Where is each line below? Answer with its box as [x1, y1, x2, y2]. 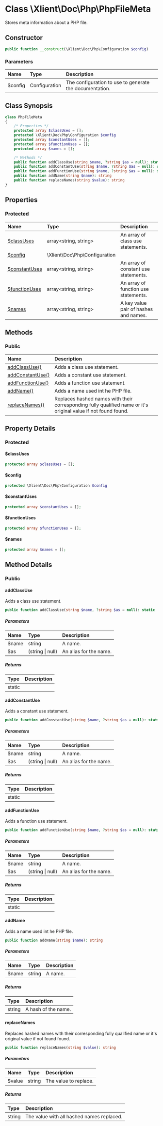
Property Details [5, 424, 56, 433]
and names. [120, 312, 147, 318]
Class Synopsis [5, 101, 53, 110]
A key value [120, 299, 147, 306]
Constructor [5, 34, 43, 42]
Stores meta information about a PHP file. [5, 20, 88, 25]
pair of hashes [120, 306, 153, 313]
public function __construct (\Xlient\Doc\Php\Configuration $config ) [5, 46, 149, 52]
